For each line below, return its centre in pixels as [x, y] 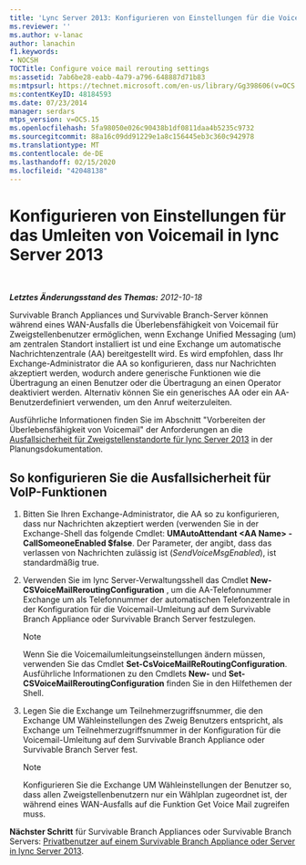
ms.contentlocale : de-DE [56, 153]
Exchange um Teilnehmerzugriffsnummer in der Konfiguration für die [152, 730]
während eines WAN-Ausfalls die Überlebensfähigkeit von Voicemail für [144, 325]
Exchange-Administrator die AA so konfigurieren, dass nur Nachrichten [143, 364]
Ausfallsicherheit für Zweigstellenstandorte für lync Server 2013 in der [141, 440]
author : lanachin [42, 43]
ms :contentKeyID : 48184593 [61, 94]
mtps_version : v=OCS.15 [55, 120]
